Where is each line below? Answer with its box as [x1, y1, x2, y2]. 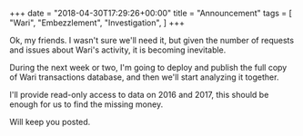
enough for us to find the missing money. [9, 99, 164, 110]
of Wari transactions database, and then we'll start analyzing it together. [9, 72, 279, 83]
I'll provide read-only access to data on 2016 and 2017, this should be [9, 90, 269, 100]
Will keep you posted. [9, 117, 91, 127]
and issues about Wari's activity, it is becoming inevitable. [9, 44, 227, 55]
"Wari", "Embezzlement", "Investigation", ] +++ [9, 17, 185, 28]
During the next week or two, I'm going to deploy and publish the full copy [9, 63, 288, 73]
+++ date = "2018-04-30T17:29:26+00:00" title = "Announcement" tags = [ [9, 8, 293, 18]
